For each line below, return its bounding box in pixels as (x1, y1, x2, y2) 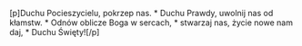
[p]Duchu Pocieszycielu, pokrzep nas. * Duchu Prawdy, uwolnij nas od (9, 8, 274, 18)
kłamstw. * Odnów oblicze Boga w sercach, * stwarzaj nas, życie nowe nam (9, 17, 294, 28)
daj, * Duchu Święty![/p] (9, 27, 100, 37)
